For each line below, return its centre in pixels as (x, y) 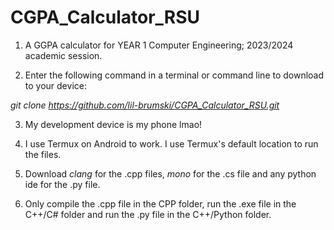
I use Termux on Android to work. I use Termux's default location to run (171, 143)
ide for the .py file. (62, 184)
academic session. (63, 55)
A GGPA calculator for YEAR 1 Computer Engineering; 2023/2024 (159, 45)
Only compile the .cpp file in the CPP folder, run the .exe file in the (160, 203)
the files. (43, 154)
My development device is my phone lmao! (113, 124)
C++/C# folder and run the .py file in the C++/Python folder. (148, 214)
